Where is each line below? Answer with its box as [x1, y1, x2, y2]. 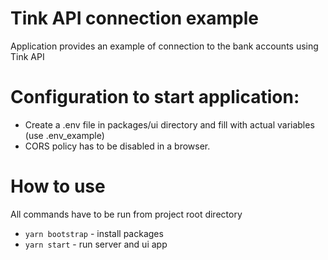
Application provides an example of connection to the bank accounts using [10, 40, 319, 52]
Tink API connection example [10, 7, 259, 30]
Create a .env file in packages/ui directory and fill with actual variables [24, 118, 315, 131]
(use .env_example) [24, 129, 105, 141]
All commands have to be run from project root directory [10, 208, 243, 220]
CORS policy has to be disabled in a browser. [24, 140, 211, 152]
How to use [10, 175, 106, 198]
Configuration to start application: [10, 86, 300, 109]
